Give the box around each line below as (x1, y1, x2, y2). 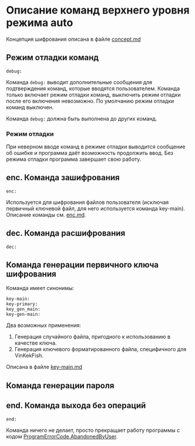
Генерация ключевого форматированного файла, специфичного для (14, 346, 187, 353)
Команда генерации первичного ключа (6, 260, 159, 270)
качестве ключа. (14, 339, 57, 346)
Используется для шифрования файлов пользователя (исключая (6, 199, 169, 206)
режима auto (6, 16, 73, 29)
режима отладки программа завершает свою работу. (6, 156, 142, 163)
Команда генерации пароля (6, 381, 115, 391)
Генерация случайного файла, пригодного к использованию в (14, 333, 171, 341)
